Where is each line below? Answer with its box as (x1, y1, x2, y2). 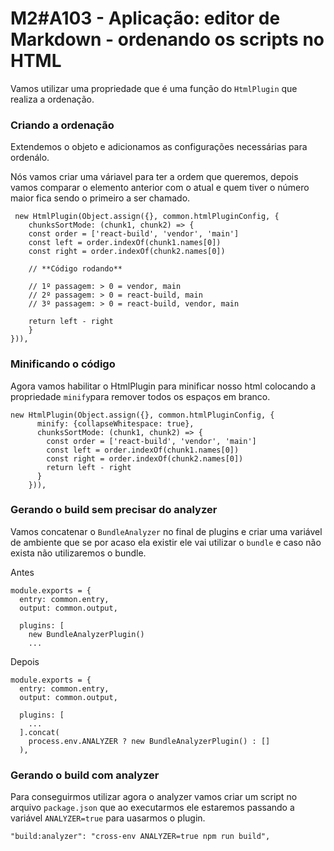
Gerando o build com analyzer (10, 768, 160, 782)
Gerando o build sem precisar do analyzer (10, 503, 218, 517)
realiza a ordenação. (10, 93, 95, 105)
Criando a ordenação (10, 118, 115, 132)
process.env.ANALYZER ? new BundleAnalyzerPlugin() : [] (28, 736, 271, 746)
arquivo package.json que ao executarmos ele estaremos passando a (10, 802, 295, 814)
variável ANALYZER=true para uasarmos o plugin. (10, 812, 206, 824)
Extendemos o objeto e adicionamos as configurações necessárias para (10, 141, 308, 153)
